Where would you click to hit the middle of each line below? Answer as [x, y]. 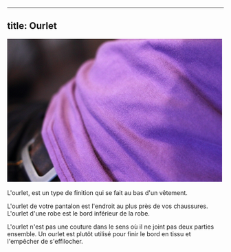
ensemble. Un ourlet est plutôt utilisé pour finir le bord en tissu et [99, 233]
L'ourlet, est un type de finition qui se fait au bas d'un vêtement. [97, 192]
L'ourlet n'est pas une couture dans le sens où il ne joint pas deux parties [111, 227]
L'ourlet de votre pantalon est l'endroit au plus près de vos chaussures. [108, 206]
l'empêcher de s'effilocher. [45, 241]
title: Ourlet [32, 26]
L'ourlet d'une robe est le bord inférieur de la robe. [78, 213]
